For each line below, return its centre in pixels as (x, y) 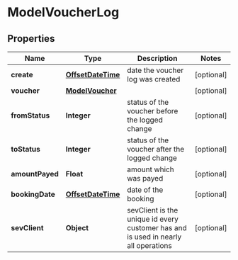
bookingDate (33, 194)
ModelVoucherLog (63, 12)
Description (157, 58)
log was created (154, 79)
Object (77, 228)
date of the (145, 190)
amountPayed (35, 174)
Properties (31, 39)
